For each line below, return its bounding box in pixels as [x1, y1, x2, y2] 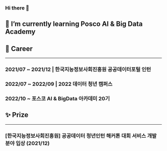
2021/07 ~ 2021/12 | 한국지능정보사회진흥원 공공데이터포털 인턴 [5, 66, 152, 73]
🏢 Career [5, 44, 33, 53]
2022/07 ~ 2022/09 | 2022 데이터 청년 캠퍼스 [5, 80, 113, 87]
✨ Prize [5, 111, 29, 119]
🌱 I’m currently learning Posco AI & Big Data [5, 20, 143, 28]
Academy [5, 27, 36, 36]
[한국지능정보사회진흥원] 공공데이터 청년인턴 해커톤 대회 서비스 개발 [5, 132, 157, 139]
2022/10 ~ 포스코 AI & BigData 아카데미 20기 [5, 95, 110, 102]
